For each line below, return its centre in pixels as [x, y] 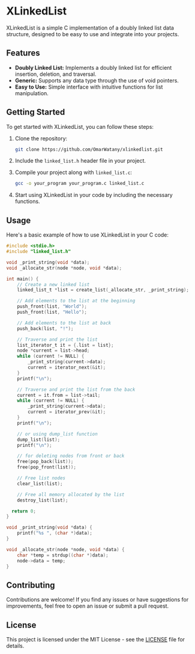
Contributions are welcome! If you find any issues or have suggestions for [97, 600]
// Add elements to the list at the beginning [76, 301]
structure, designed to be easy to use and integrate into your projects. [93, 34]
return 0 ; [24, 511]
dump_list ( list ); [39, 440]
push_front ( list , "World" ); [52, 307]
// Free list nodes [41, 478]
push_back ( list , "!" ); [45, 329]
